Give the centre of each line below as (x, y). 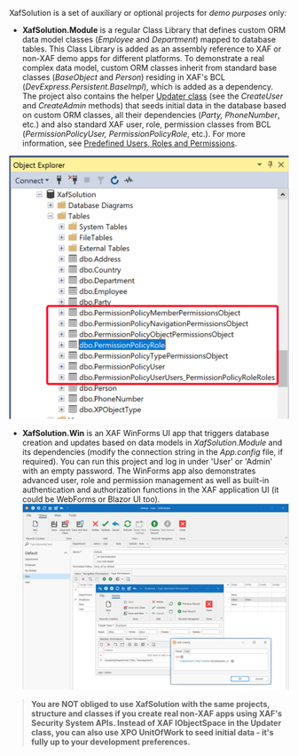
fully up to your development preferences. (110, 742)
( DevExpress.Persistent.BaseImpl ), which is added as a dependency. (147, 87)
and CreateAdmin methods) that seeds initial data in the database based (154, 105)
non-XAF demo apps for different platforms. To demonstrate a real (143, 58)
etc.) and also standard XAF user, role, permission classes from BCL (147, 124)
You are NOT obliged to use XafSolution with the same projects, (150, 704)
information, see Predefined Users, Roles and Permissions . (129, 143)
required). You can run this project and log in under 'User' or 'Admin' (147, 461)
